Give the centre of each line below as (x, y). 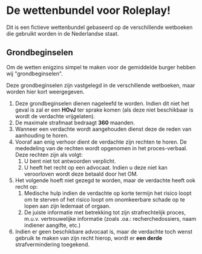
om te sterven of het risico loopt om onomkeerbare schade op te (105, 199)
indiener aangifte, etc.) (52, 225)
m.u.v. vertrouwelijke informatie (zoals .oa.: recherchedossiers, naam (110, 218)
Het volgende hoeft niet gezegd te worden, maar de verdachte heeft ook (105, 180)
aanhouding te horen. (42, 135)
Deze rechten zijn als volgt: (49, 154)
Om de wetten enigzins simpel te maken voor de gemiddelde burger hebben (101, 67)
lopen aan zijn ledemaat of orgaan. (67, 206)
